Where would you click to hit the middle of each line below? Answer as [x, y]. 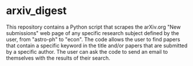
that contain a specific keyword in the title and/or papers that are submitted [97, 46]
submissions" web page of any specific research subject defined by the [93, 33]
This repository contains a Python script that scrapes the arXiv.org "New [94, 27]
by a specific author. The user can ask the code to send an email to [87, 51]
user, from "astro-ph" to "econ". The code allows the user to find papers [93, 39]
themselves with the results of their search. [58, 58]
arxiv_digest [37, 11]
